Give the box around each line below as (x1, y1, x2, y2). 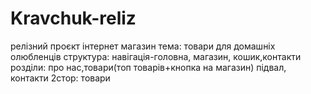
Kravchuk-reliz (10, 7, 137, 30)
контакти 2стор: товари (10, 72, 111, 84)
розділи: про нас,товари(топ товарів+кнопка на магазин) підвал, (10, 61, 287, 73)
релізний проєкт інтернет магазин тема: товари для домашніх (10, 40, 276, 52)
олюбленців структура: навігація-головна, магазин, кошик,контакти (10, 50, 302, 62)
